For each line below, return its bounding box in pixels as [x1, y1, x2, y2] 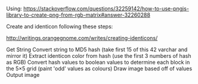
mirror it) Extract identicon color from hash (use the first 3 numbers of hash [6, 52, 191, 59]
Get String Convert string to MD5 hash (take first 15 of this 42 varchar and [6, 46, 188, 53]
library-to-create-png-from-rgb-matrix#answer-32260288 [6, 11, 151, 18]
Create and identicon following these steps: [6, 23, 113, 30]
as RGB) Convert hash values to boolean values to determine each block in [6, 59, 190, 66]
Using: [6, 5, 23, 12]
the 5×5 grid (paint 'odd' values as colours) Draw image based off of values [6, 65, 193, 72]
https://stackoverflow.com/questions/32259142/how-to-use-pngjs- [23, 5, 190, 12]
